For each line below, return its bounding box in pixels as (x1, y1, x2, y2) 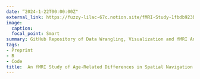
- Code (6, 58, 23, 64)
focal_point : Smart (11, 31, 60, 37)
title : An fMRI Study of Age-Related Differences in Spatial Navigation (6, 64, 193, 70)
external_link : (6, 14, 44, 20)
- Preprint (6, 48, 33, 53)
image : (6, 20, 23, 26)
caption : (11, 25, 33, 31)
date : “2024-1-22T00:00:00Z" (6, 8, 79, 15)
